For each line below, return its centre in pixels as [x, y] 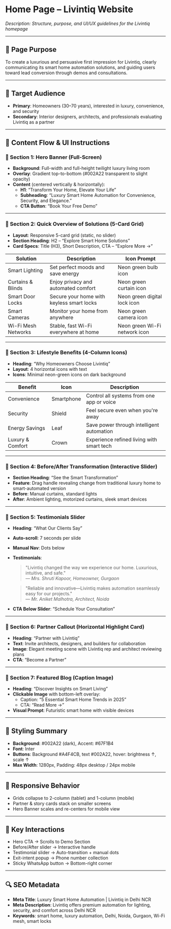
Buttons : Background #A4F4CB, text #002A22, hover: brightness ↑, [84, 754]
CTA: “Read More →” [42, 705]
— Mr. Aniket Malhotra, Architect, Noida [67, 599]
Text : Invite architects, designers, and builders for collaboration [79, 643]
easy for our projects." [49, 594]
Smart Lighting [25, 270]
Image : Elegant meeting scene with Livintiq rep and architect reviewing [87, 649]
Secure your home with [77, 296]
